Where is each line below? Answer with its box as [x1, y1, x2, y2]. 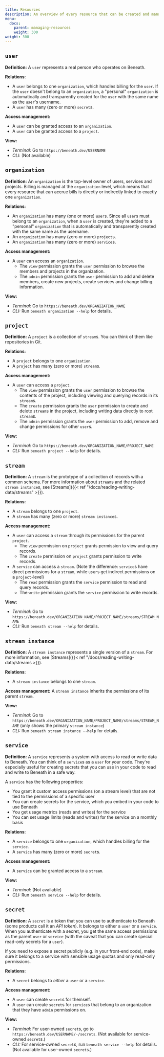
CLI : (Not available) [12, 152, 51, 158]
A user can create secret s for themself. [12, 996, 91, 1002]
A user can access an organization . [12, 258, 84, 264]
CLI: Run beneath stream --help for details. [12, 623, 99, 629]
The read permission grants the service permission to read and [19, 579, 146, 585]
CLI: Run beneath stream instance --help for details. [12, 727, 119, 734]
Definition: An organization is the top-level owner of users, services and [5, 178, 152, 184]
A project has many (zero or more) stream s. [12, 363, 101, 369]
